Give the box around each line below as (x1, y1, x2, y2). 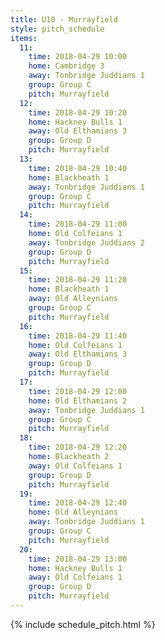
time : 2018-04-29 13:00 (28, 554, 128, 564)
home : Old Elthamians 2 (28, 396, 128, 406)
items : (10, 33, 38, 43)
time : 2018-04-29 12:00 (28, 386, 128, 396)
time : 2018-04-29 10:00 (28, 52, 128, 62)
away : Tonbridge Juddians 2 (28, 237, 145, 248)
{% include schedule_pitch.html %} (10, 618, 156, 630)
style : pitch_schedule (10, 24, 105, 34)
